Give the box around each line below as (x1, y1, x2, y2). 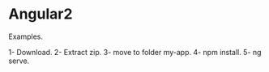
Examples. (8, 32, 43, 41)
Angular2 (8, 5, 73, 23)
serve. (8, 56, 30, 66)
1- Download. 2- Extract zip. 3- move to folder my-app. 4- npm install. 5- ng (8, 47, 262, 57)
